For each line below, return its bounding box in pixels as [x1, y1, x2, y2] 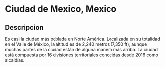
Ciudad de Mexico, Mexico [5, 3, 117, 15]
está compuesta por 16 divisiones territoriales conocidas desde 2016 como [5, 52, 159, 58]
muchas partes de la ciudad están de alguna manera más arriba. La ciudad [5, 47, 158, 52]
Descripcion [5, 23, 44, 32]
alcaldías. [5, 57, 25, 63]
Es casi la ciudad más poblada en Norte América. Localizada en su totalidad [5, 36, 160, 42]
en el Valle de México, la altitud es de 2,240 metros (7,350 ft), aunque [5, 41, 147, 47]
